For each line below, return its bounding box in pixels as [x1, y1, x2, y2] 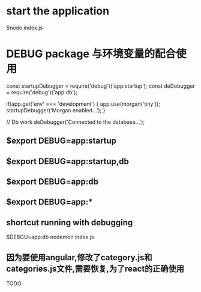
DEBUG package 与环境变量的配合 [6, 47, 176, 61]
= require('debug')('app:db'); [6, 88, 78, 96]
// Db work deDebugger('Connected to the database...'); [6, 118, 145, 126]
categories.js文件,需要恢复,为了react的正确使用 [6, 263, 184, 274]
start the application [6, 4, 110, 18]
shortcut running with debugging [6, 217, 133, 228]
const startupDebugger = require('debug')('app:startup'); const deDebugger [6, 82, 195, 90]
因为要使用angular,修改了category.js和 [6, 252, 152, 263]
